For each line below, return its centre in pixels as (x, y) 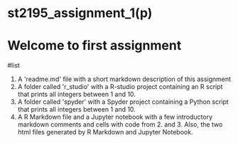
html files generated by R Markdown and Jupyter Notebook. (105, 132)
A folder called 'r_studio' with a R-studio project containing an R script (120, 87)
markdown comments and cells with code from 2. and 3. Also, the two (120, 125)
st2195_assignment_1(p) (80, 13)
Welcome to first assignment (94, 46)
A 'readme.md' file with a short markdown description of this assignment (124, 79)
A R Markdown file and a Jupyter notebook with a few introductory (115, 117)
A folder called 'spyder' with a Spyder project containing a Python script (123, 102)
